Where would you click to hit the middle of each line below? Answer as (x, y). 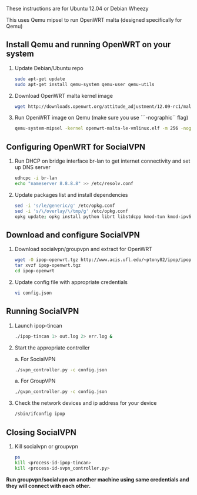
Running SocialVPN (43, 311)
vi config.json (33, 293)
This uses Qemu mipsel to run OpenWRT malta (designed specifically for (94, 20)
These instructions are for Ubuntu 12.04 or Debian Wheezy (77, 9)
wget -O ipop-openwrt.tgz (46, 260)
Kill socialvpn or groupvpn (46, 446)
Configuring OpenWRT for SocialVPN (76, 147)
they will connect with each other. (49, 486)
